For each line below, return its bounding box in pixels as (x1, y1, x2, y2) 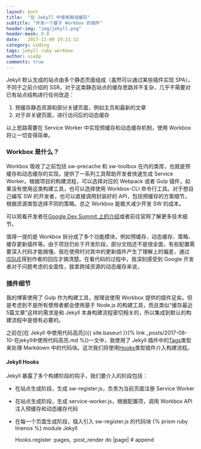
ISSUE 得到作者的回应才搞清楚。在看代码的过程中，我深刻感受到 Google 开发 (6, 255, 194, 262)
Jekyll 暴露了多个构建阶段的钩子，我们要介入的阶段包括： (6, 372, 148, 380)
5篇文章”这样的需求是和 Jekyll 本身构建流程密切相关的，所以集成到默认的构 (6, 309, 191, 316)
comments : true (6, 59, 44, 65)
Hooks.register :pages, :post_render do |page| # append (14, 436, 154, 444)
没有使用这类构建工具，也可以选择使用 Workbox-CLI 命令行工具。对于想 (11, 185, 188, 192)
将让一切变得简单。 (6, 131, 54, 138)
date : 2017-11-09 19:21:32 (6, 37, 79, 43)
